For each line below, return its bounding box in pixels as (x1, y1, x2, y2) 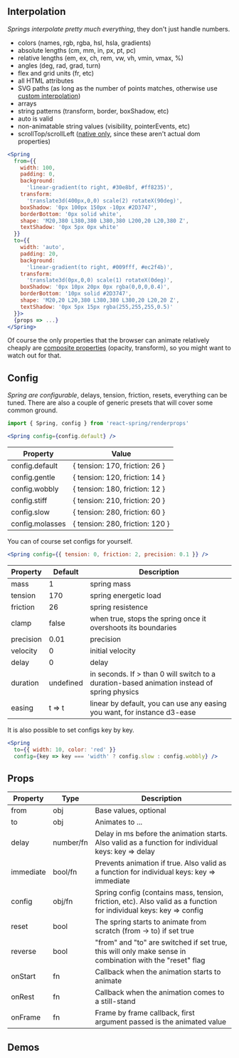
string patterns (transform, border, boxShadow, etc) (17, 106, 169, 115)
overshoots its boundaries (90, 622, 177, 632)
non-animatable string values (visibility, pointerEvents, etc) (17, 121, 191, 131)
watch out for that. (7, 351, 62, 360)
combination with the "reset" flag (95, 955, 206, 965)
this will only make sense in (95, 947, 186, 957)
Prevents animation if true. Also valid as (95, 858, 227, 868)
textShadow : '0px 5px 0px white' (20, 224, 119, 231)
